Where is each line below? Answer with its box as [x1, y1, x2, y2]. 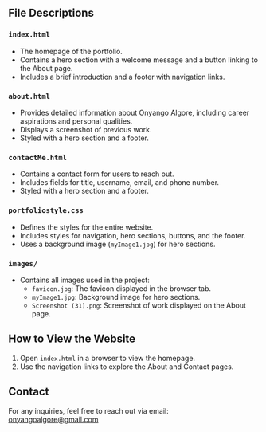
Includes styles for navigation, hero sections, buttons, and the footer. [19, 230, 246, 240]
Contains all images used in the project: [19, 275, 150, 285]
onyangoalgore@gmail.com [8, 414, 99, 424]
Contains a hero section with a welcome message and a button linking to [19, 55, 259, 65]
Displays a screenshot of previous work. [19, 124, 152, 134]
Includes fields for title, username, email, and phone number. [19, 178, 220, 187]
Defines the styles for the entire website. [19, 222, 154, 232]
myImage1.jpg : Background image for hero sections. [31, 292, 201, 301]
